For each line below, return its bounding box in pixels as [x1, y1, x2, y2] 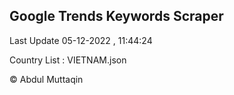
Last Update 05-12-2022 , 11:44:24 [9, 34, 153, 46]
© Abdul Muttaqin [9, 73, 84, 85]
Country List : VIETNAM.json [9, 54, 127, 66]
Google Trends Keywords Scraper [9, 8, 224, 25]
